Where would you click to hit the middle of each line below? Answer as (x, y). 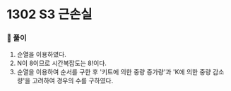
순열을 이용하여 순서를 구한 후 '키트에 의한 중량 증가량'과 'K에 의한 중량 (114, 72)
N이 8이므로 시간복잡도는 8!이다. (62, 63)
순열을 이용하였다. (41, 55)
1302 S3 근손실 (49, 14)
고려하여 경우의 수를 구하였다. (73, 80)
